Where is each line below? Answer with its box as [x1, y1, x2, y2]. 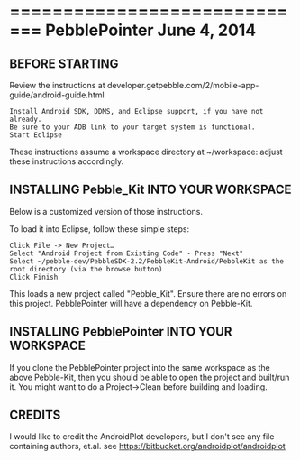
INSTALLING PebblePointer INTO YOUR [9, 324, 232, 339]
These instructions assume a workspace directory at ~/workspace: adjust [9, 146, 283, 157]
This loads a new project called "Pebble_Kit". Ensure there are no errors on [9, 288, 287, 299]
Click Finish [9, 272, 59, 281]
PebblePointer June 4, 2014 [44, 20, 257, 41]
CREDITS [9, 408, 61, 423]
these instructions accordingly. [9, 156, 124, 167]
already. [9, 115, 42, 124]
